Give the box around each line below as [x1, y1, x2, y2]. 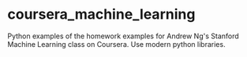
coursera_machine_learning [7, 5, 196, 23]
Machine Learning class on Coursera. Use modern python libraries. [7, 39, 226, 48]
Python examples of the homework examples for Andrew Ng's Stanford [7, 31, 240, 41]
